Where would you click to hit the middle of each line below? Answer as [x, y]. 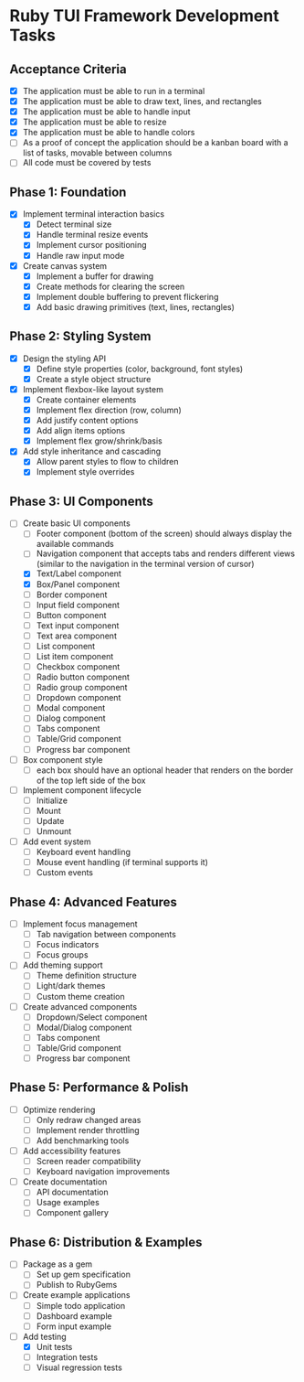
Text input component [78, 625]
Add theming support [63, 965]
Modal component [71, 708]
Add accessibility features [72, 1151]
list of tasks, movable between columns [97, 153]
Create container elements [86, 400]
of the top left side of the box [91, 780]
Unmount [54, 831]
